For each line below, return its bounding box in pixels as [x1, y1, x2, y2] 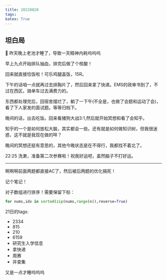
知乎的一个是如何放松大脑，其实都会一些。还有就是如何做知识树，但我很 [5, 126, 153, 132]
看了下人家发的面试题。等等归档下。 [5, 105, 80, 111]
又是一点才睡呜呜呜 [5, 270, 45, 276]
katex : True [5, 16, 30, 21]
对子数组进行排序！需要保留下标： [5, 189, 75, 195]
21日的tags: [5, 209, 29, 215]
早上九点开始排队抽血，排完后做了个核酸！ [5, 60, 92, 67]
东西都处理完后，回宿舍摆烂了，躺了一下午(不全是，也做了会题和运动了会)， [5, 99, 161, 105]
